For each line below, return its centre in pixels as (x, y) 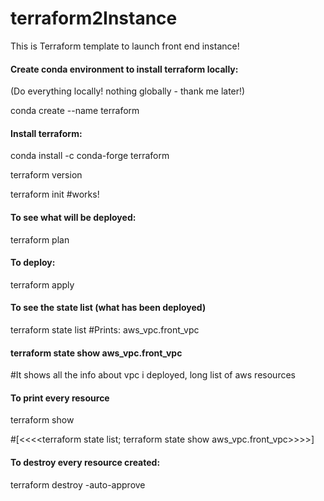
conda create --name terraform (75, 111)
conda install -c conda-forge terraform (90, 156)
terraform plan (40, 239)
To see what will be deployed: (73, 217)
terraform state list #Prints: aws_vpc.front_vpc (105, 329)
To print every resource (60, 398)
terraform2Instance (94, 18)
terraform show (42, 420)
